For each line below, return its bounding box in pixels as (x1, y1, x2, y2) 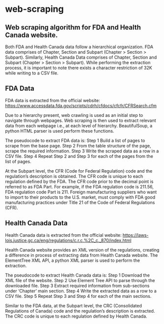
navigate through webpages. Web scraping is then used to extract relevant (5, 117, 156, 123)
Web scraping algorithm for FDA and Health (5, 23, 141, 32)
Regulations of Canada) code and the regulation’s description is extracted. (5, 308, 155, 314)
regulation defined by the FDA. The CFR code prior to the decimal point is (5, 179, 154, 184)
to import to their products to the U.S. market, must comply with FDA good (5, 194, 156, 200)
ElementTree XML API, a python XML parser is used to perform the (5, 257, 140, 263)
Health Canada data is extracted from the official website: (5, 232, 122, 238)
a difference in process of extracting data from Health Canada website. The (5, 252, 158, 258)
